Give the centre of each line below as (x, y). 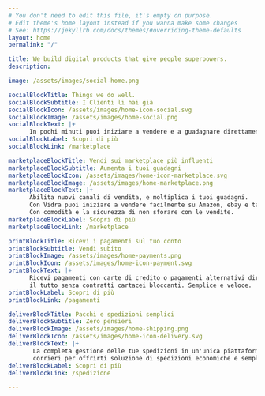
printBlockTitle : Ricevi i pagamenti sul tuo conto (95, 241)
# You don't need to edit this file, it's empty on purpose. (111, 15)
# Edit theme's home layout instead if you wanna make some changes (123, 23)
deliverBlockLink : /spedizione (60, 373)
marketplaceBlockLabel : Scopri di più (72, 219)
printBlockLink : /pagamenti (54, 300)
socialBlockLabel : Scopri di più (63, 139)
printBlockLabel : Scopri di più (61, 292)
